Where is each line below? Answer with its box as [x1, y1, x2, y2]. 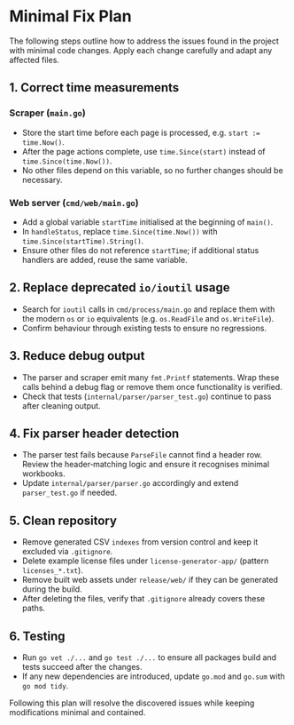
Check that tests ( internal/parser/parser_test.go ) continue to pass [21, 391, 272, 402]
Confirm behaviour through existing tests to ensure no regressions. [21, 323, 267, 333]
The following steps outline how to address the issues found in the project [9, 36, 279, 46]
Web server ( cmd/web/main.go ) [9, 196, 139, 209]
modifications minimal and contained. [9, 706, 146, 717]
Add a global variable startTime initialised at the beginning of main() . [21, 216, 274, 227]
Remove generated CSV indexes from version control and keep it [21, 537, 259, 547]
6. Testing [9, 628, 66, 643]
